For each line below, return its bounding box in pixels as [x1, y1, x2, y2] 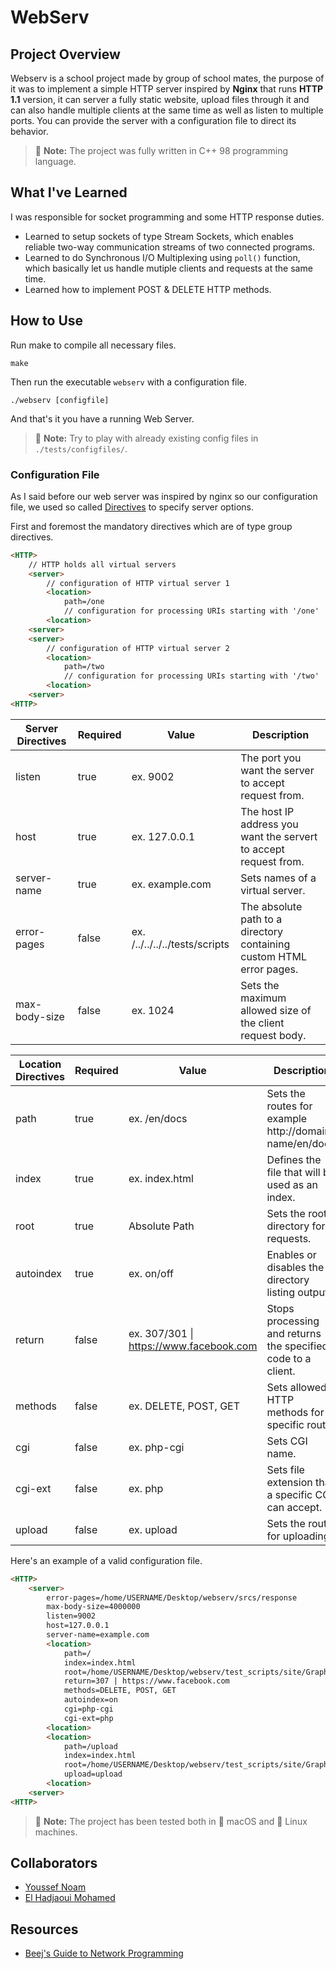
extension [266, 1475, 313, 1489]
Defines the [266, 1152, 322, 1166]
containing [240, 937, 291, 951]
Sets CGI [266, 1434, 308, 1448]
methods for [266, 1405, 325, 1419]
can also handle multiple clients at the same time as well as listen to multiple [10, 104, 324, 116]
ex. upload [128, 1522, 178, 1536]
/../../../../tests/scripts [131, 937, 230, 951]
